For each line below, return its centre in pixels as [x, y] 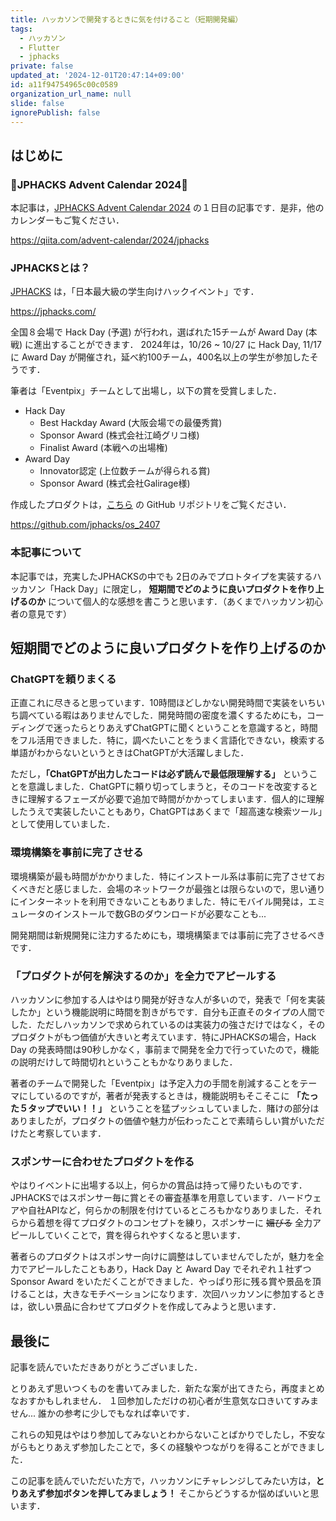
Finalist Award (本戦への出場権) [103, 448]
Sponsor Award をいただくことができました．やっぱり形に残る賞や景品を [161, 1282]
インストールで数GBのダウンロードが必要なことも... [160, 913]
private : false [42, 66]
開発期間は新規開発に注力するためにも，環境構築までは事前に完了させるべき [168, 935]
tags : [21, 29]
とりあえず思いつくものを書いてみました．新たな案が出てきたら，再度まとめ [167, 1388]
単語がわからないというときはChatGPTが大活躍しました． [130, 753]
